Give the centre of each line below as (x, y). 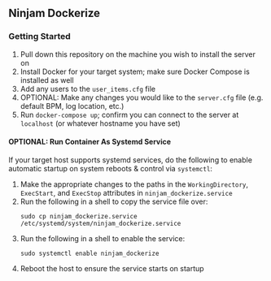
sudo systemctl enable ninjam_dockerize (90, 253)
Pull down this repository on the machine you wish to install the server (138, 54)
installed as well (47, 80)
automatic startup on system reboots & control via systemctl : (111, 168)
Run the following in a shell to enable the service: (103, 238)
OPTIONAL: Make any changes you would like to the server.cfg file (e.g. (142, 97)
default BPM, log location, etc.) (72, 106)
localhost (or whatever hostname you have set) (100, 123)
